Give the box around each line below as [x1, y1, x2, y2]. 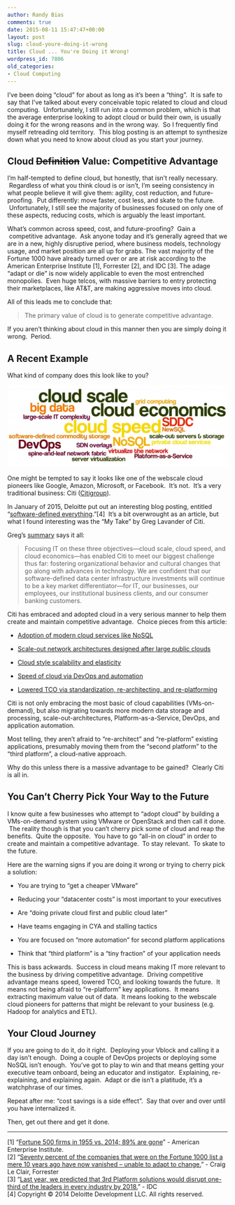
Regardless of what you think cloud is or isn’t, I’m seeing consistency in [8, 181, 215, 190]
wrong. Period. [7, 333, 52, 341]
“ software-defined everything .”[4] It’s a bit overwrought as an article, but [7, 510, 219, 518]
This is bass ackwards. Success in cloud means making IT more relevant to [7, 963, 226, 971]
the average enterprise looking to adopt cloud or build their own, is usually [7, 113, 222, 121]
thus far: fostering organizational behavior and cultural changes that [24, 559, 221, 567]
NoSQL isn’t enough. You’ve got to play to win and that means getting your [7, 1061, 225, 1069]
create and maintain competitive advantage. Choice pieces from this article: [7, 617, 227, 626]
